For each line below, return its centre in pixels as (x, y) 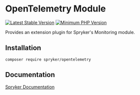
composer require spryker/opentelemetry (48, 59)
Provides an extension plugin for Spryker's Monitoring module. (70, 32)
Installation (23, 48)
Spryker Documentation (30, 87)
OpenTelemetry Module (56, 9)
